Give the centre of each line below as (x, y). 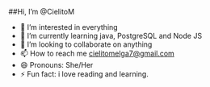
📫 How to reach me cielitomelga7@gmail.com (97, 53)
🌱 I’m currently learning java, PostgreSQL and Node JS (111, 36)
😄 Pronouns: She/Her (57, 65)
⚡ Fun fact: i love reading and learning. (84, 74)
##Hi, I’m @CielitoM (42, 12)
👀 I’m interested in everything (69, 27)
